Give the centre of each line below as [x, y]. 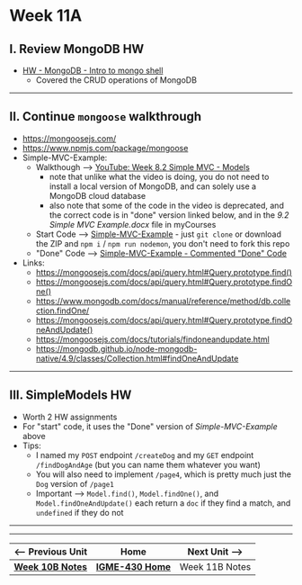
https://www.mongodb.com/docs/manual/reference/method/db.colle [163, 301]
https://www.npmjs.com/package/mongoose [105, 148]
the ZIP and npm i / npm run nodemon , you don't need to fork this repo [163, 243]
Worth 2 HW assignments [70, 417]
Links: [33, 263]
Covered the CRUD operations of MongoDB [116, 80]
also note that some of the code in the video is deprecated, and [167, 205]
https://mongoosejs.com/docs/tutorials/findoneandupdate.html [152, 339]
